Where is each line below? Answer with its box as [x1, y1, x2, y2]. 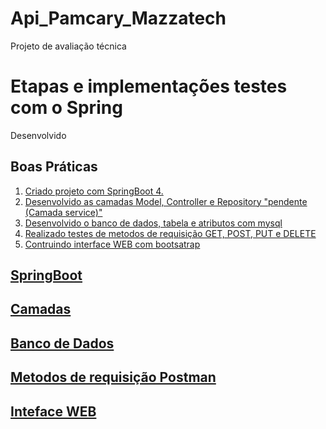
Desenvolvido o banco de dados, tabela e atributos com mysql [24, 217, 283, 229]
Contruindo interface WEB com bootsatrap [24, 238, 201, 250]
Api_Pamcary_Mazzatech [10, 7, 227, 30]
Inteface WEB [10, 403, 97, 420]
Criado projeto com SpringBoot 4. [24, 185, 164, 197]
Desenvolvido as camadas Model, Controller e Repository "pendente [24, 195, 308, 207]
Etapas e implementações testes [10, 75, 288, 98]
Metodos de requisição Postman [10, 369, 217, 386]
